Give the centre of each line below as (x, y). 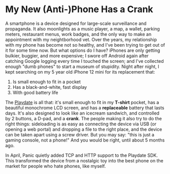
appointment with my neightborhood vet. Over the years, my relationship (81, 40)
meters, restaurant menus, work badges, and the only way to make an (78, 34)
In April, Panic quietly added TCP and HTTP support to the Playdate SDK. (82, 155)
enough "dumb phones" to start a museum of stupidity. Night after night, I (82, 66)
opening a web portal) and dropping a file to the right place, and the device (84, 129)
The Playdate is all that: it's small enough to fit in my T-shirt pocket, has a (82, 102)
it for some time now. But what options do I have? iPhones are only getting (83, 50)
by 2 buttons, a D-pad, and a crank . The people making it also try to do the (84, 118)
